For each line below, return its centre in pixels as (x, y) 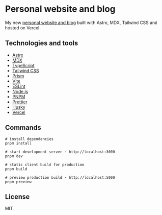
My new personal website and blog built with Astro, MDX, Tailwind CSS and (81, 23)
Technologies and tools (42, 43)
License (17, 197)
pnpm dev (14, 156)
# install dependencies (29, 139)
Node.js (20, 91)
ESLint (19, 86)
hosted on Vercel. (23, 27)
